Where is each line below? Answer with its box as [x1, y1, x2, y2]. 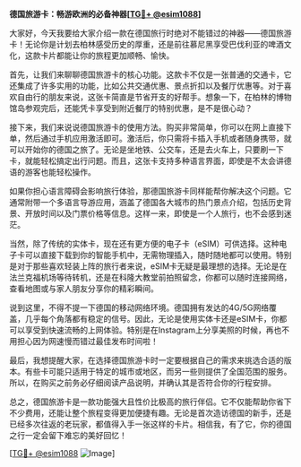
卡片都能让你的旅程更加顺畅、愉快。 [39, 50, 175, 61]
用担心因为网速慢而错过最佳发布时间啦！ [9, 336, 159, 346]
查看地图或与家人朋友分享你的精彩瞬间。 [9, 283, 159, 294]
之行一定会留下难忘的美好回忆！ [9, 430, 127, 440]
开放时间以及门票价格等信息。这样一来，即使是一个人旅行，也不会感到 [24, 208, 284, 219]
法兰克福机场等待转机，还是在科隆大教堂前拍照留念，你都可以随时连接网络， [9, 272, 292, 282]
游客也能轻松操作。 [24, 167, 96, 177]
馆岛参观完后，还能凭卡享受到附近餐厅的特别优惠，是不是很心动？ [9, 103, 253, 113]
